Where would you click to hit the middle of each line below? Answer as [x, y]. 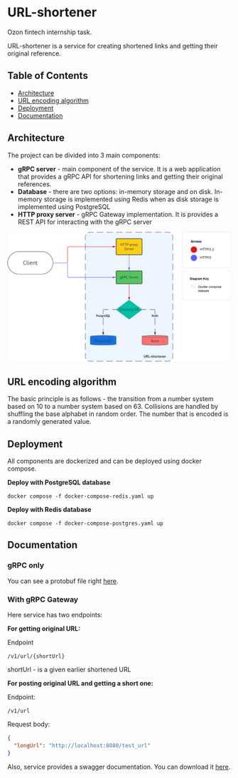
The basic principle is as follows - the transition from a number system [111, 399]
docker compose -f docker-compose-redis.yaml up [81, 496]
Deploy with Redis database [49, 510]
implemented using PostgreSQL [64, 206]
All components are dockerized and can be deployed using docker [105, 461]
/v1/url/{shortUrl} [36, 656]
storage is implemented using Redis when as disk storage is [131, 199]
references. [34, 184]
